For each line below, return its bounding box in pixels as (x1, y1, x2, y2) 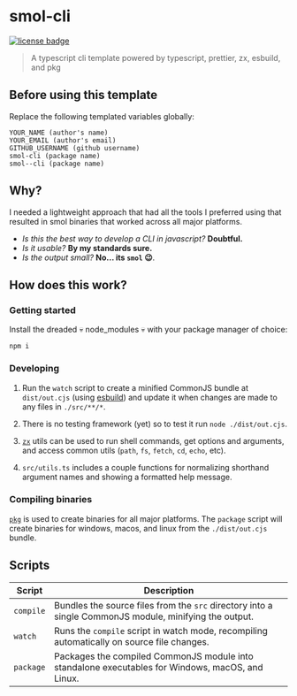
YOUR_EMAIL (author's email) (9, 135, 117, 145)
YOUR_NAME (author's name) (9, 128, 109, 137)
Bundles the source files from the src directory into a (54, 599, 273, 611)
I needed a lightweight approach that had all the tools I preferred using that (9, 206, 282, 218)
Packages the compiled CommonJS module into (54, 650, 254, 662)
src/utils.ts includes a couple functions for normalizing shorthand (21, 462, 270, 472)
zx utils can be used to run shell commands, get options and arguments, (21, 435, 285, 446)
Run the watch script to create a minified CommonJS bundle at (21, 382, 249, 393)
